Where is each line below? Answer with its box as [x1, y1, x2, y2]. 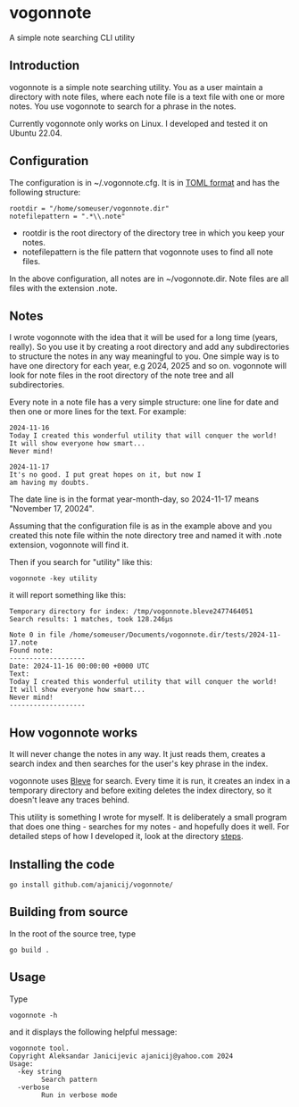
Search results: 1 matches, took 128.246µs [9, 615, 174, 624]
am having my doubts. [9, 479, 90, 487]
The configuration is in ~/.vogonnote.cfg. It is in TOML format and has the [9, 177, 280, 187]
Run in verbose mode [41, 1090, 118, 1100]
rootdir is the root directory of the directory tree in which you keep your [21, 227, 286, 238]
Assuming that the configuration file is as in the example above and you [9, 520, 272, 531]
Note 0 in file [9, 630, 66, 640]
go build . [9, 945, 50, 954]
